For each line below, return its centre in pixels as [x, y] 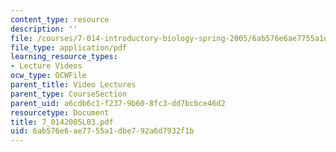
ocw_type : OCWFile [48, 76]
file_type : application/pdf [69, 47]
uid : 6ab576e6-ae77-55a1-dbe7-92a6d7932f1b [102, 131]
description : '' [44, 29]
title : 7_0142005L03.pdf [62, 122]
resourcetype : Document [60, 112]
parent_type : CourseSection [69, 94]
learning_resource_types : [64, 57]
